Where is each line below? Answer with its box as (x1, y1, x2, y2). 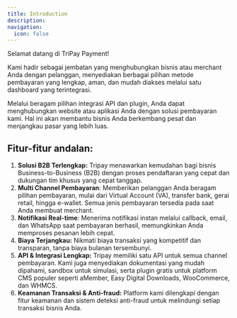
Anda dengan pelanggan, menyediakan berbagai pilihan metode (7, 71, 194, 79)
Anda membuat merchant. (17, 206, 94, 215)
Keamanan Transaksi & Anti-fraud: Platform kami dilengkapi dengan (17, 289, 219, 298)
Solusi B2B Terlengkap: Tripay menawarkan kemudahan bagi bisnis (17, 161, 216, 170)
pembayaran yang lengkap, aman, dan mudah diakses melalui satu (7, 78, 202, 87)
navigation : (7, 23, 42, 30)
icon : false (13, 30, 50, 37)
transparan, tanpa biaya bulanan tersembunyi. (17, 244, 152, 252)
